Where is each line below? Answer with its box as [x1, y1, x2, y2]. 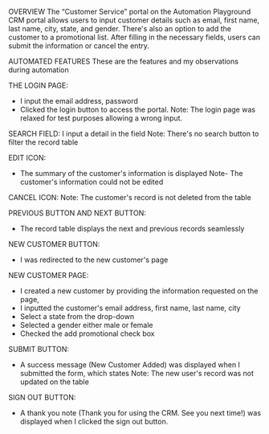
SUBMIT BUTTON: [8, 345, 70, 354]
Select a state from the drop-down [19, 312, 135, 321]
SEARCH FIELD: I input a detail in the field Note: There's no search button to [8, 129, 259, 138]
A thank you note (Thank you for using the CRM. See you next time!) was [19, 408, 262, 417]
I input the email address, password [19, 96, 139, 105]
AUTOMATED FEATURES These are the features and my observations [8, 56, 239, 66]
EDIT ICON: [8, 153, 47, 162]
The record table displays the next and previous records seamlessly [19, 224, 245, 233]
